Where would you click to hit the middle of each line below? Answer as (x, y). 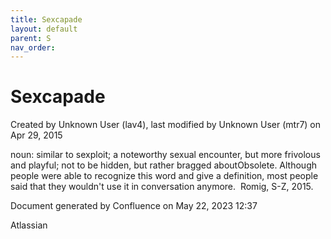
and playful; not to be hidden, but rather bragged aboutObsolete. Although (163, 165)
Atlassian (29, 225)
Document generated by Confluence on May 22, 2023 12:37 (134, 206)
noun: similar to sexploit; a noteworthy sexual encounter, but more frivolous (165, 155)
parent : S (31, 38)
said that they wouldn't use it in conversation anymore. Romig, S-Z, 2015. (162, 187)
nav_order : (33, 47)
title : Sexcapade (46, 19)
